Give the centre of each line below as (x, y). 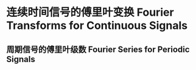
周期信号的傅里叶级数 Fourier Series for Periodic (98, 49)
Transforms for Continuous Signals (97, 26)
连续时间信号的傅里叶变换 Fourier (90, 12)
